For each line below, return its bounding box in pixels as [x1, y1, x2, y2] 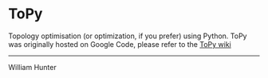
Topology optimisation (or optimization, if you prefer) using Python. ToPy [8, 31, 247, 41]
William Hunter [8, 62, 57, 72]
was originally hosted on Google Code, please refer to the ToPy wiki [8, 39, 231, 49]
